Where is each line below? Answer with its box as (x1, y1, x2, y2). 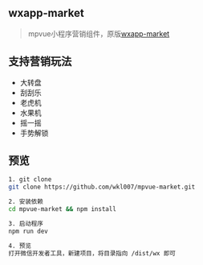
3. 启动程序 (8, 219, 44, 228)
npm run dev (8, 227, 48, 235)
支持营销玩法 (8, 55, 72, 68)
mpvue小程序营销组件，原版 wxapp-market (27, 28, 170, 39)
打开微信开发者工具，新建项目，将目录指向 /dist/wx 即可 (8, 249, 177, 257)
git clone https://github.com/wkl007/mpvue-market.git (8, 183, 196, 192)
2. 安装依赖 (8, 197, 44, 206)
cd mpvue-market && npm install (8, 205, 116, 213)
